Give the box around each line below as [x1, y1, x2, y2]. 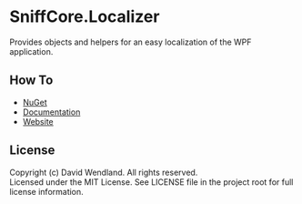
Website [22, 116, 55, 127]
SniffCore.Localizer [9, 6, 160, 27]
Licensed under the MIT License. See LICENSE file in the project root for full [9, 176, 294, 188]
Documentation [22, 107, 81, 117]
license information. [9, 186, 84, 197]
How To [9, 73, 54, 88]
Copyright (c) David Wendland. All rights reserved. [9, 167, 198, 178]
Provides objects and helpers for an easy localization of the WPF [9, 36, 252, 47]
